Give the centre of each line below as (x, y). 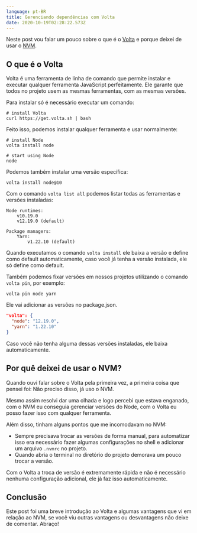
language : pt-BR (26, 12)
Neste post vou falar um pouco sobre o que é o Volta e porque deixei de (94, 40)
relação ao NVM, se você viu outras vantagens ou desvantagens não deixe (97, 518)
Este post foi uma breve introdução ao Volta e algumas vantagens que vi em (99, 511)
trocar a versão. (34, 461)
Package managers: (29, 232)
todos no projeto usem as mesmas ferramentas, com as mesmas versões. (96, 91)
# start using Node (30, 156)
